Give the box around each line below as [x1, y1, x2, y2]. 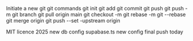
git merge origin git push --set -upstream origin [6, 17, 121, 24]
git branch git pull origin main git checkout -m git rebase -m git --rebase [12, 11, 186, 18]
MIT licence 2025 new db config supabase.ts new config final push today [6, 28, 184, 35]
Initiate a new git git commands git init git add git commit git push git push [6, 5, 184, 12]
